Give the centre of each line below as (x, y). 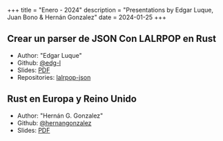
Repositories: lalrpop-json (54, 77)
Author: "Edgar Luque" (49, 55)
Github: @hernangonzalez (54, 122)
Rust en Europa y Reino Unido (72, 99)
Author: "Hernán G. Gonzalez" (60, 116)
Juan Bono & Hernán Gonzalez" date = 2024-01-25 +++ (87, 17)
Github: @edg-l (39, 63)
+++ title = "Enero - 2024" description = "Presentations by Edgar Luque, (110, 10)
